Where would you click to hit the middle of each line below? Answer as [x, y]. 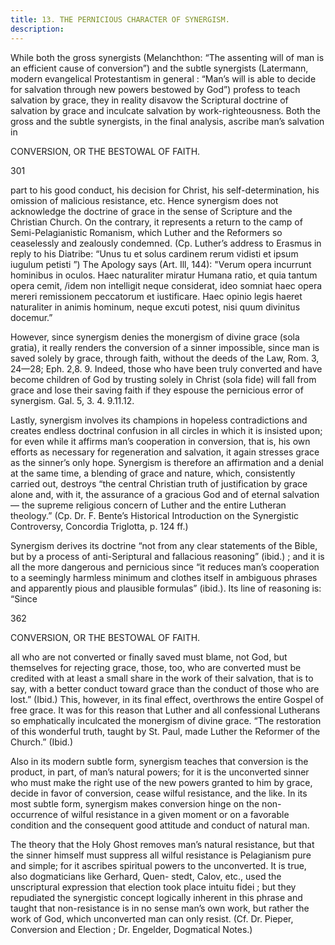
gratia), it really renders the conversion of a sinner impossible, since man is [165, 347]
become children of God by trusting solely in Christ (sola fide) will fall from [163, 379]
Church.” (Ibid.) [41, 742]
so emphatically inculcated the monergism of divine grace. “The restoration [166, 720]
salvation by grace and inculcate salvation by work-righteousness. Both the [165, 110]
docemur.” [31, 317]
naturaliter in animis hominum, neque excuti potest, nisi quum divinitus [155, 307]
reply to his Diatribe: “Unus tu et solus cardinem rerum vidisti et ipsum [154, 253]
